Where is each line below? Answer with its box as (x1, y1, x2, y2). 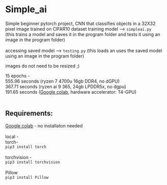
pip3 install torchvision (5, 160, 60, 165)
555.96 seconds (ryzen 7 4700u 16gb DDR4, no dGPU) (5, 78, 120, 84)
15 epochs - (5, 72, 30, 78)
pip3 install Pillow (5, 175, 49, 180)
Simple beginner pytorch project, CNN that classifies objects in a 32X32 (5, 20, 156, 27)
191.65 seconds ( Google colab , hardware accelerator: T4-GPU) (5, 89, 137, 95)
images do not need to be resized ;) (5, 63, 80, 69)
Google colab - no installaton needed (5, 122, 83, 128)
